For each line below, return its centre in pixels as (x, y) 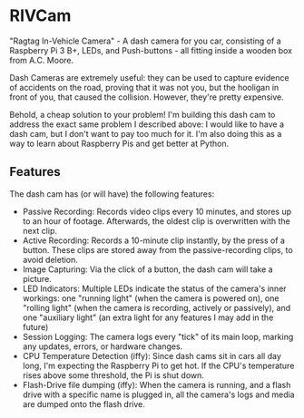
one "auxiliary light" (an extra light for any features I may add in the (148, 317)
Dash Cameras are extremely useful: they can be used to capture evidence (149, 77)
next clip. (39, 230)
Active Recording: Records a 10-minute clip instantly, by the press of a (154, 240)
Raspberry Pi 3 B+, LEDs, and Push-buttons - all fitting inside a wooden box (151, 50)
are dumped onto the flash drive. (83, 403)
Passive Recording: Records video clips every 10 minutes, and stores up (157, 211)
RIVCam (40, 16)
